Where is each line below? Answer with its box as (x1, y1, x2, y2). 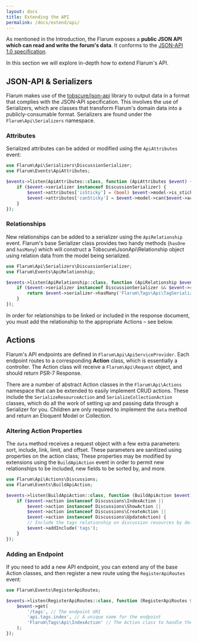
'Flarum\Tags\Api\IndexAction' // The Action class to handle (27, 620, 182, 626)
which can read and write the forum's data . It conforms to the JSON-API (6, 42, 184, 49)
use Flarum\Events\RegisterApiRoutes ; (6, 587, 101, 593)
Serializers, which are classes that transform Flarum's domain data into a (6, 105, 182, 112)
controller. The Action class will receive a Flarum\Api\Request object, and (6, 363, 182, 370)
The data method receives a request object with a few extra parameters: (6, 440, 181, 447)
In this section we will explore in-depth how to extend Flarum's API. (6, 59, 169, 66)
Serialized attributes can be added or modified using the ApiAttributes (6, 145, 178, 152)
